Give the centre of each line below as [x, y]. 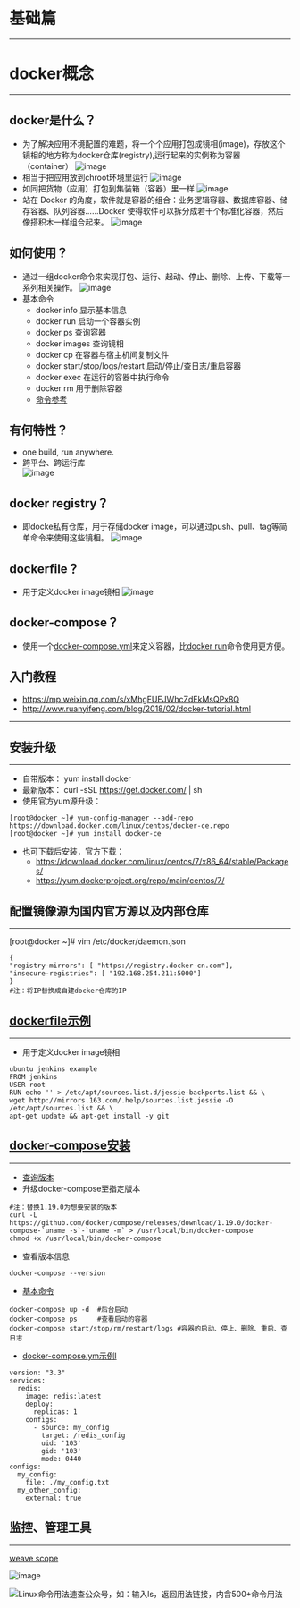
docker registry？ [59, 503]
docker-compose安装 [70, 1146]
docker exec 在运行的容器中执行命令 [102, 377]
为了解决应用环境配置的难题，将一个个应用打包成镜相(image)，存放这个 [154, 143]
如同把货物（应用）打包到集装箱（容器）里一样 [108, 188]
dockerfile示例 [50, 1021]
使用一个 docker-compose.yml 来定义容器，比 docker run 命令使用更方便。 [156, 646]
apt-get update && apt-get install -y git [89, 1116]
